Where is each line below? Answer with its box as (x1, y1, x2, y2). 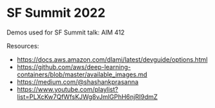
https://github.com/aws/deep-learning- (16, 62, 131, 71)
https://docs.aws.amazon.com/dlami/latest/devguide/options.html (16, 55, 208, 64)
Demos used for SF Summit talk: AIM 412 (6, 28, 125, 36)
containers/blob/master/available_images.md (16, 70, 148, 79)
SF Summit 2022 (6, 5, 106, 21)
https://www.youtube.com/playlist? (16, 85, 119, 93)
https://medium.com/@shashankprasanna (16, 77, 138, 86)
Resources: (6, 41, 39, 50)
